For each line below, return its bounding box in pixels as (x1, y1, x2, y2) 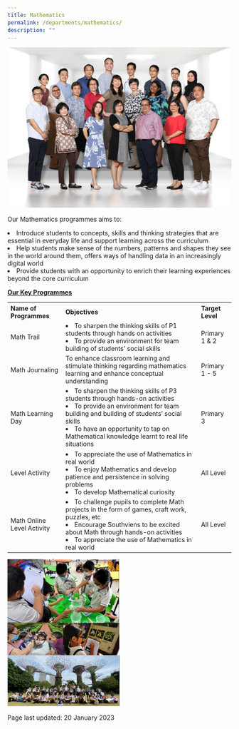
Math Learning (10, 409, 53, 418)
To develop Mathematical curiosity (74, 487, 176, 496)
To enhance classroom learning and (65, 354, 171, 363)
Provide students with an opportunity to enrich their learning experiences (16, 267, 231, 275)
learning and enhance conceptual (65, 369, 164, 378)
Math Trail (10, 332, 41, 342)
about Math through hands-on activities (65, 528, 183, 536)
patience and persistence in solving (65, 472, 169, 481)
